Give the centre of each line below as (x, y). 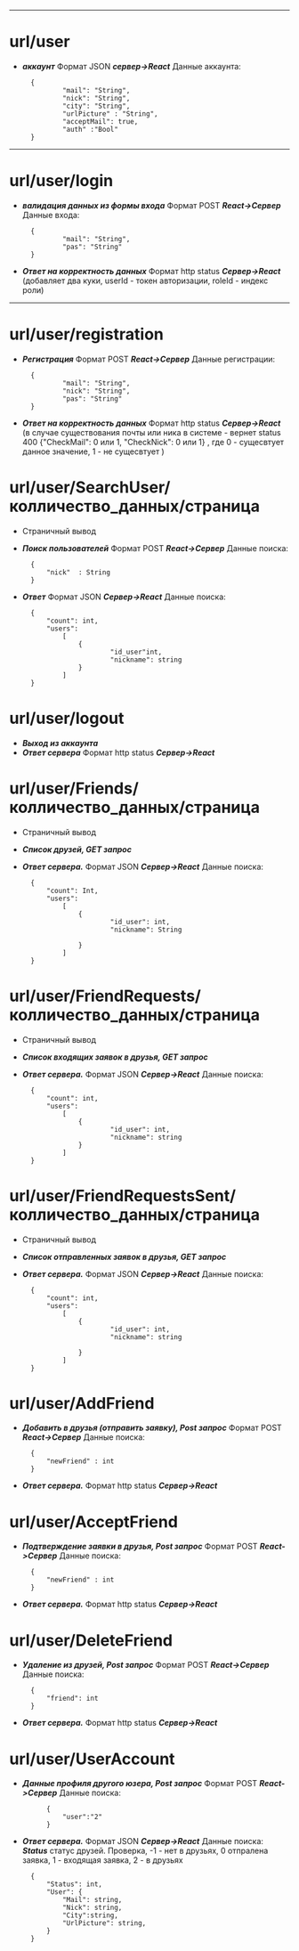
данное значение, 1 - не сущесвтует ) (93, 451)
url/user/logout (67, 718)
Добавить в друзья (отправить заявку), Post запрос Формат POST (152, 1428)
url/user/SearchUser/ (90, 487)
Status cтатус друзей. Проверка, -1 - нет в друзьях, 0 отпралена (145, 1851)
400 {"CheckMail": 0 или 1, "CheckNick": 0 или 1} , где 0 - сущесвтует (153, 442)
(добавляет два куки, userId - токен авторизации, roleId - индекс (145, 280)
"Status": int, (74, 1884)
